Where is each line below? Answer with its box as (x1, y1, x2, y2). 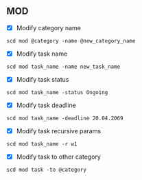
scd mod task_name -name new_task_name (6, 63, 121, 70)
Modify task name (16, 49, 68, 58)
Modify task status (16, 75, 69, 83)
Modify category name (16, 23, 82, 32)
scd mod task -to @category (6, 166, 87, 174)
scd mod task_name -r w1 (6, 141, 78, 148)
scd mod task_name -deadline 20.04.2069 (6, 115, 124, 122)
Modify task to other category (16, 153, 101, 161)
